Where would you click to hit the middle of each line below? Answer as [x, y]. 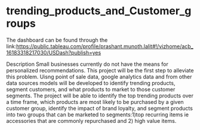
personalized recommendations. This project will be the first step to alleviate [100, 70]
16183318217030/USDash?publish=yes [54, 52]
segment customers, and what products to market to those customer [91, 89]
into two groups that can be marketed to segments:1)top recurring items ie [98, 115]
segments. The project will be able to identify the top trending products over [100, 96]
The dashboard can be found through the [57, 40]
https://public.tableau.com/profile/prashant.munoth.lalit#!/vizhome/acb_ [105, 46]
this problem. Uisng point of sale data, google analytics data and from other [99, 77]
